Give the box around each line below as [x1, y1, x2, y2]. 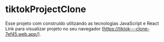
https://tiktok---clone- [103, 25, 150, 31]
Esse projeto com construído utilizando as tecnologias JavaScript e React [5, 20, 159, 26]
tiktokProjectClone [5, 4, 86, 15]
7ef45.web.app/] [5, 31, 40, 37]
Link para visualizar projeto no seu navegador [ [5, 25, 104, 31]
